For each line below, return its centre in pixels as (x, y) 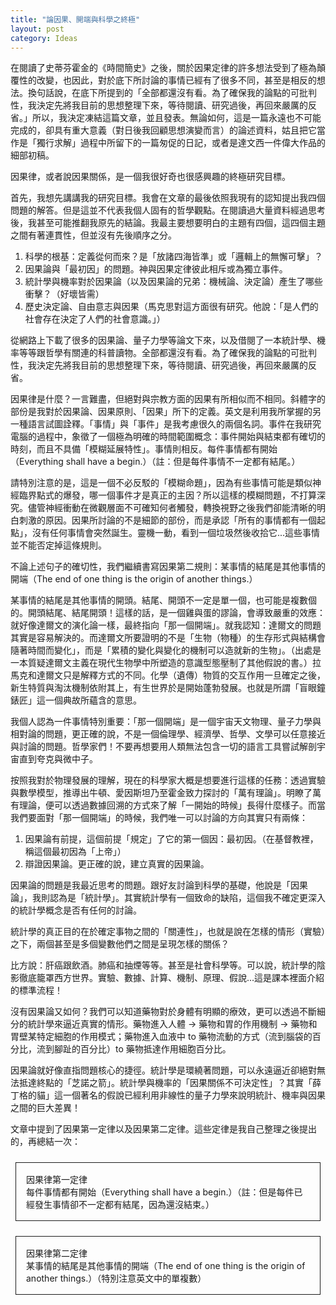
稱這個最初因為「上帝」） (75, 852)
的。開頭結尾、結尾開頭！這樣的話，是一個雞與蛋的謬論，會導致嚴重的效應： (168, 613)
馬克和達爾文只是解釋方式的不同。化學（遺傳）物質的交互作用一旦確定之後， (168, 675)
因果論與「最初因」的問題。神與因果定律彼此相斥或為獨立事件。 (156, 269)
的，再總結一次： (45, 1142)
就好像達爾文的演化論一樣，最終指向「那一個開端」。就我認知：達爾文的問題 (166, 625)
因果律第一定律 (57, 1180)
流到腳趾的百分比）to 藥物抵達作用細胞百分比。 (134, 1049)
